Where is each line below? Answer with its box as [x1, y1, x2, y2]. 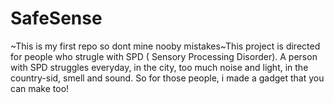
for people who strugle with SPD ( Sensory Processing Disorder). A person [10, 50, 318, 62]
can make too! [10, 82, 70, 94]
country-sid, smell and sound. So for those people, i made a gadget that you [10, 72, 325, 84]
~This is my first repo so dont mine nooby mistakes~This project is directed [10, 40, 321, 52]
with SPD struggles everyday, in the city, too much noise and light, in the [10, 61, 309, 73]
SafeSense [10, 7, 103, 30]
